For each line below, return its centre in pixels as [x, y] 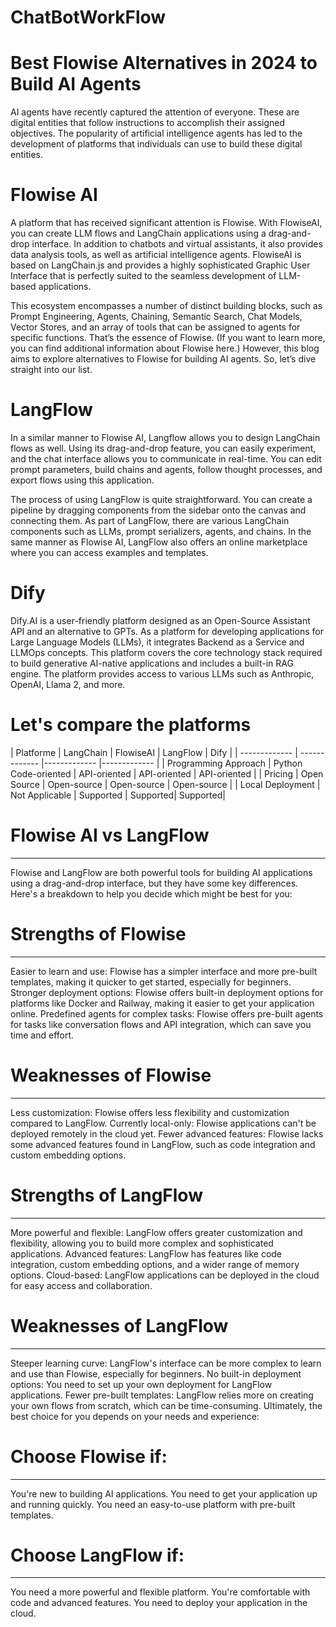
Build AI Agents [76, 84]
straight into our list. [51, 370]
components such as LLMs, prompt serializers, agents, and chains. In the [161, 531]
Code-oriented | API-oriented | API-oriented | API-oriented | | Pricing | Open [167, 773]
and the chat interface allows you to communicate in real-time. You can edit [166, 459]
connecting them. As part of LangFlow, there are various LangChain [150, 520]
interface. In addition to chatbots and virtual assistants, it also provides [177, 244]
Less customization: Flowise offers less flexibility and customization [150, 1112]
